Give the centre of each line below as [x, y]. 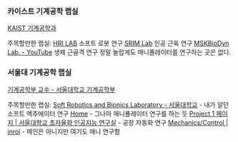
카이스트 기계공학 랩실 [43, 11]
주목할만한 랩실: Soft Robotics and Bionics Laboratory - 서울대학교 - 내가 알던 [118, 104]
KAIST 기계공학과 [32, 28]
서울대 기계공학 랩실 [40, 73]
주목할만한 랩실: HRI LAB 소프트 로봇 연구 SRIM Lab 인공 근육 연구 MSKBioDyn [118, 44]
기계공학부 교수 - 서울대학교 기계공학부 [61, 89]
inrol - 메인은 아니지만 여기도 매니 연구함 [64, 131]
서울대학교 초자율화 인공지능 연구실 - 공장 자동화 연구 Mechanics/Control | [124, 122]
